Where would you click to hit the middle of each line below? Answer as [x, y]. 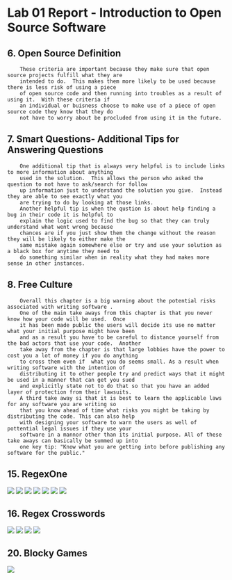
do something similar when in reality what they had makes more [115, 257]
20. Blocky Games [48, 553]
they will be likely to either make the [67, 239]
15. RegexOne [38, 474]
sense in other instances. [46, 263]
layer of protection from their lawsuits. [69, 392]
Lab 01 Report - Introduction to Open [115, 13]
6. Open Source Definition [64, 53]
